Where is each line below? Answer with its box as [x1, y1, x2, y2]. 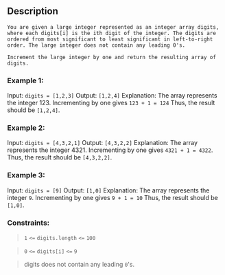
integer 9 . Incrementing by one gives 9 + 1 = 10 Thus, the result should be [7, 193, 218, 201]
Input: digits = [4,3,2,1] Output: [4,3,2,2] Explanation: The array [7, 139, 198, 147]
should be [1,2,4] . [7, 106, 60, 114]
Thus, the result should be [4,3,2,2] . [7, 153, 113, 162]
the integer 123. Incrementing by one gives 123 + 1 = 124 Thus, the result [7, 99, 215, 107]
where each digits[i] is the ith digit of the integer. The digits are [7, 30, 216, 36]
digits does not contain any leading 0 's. [23, 261, 135, 268]
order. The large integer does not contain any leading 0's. [7, 41, 186, 49]
